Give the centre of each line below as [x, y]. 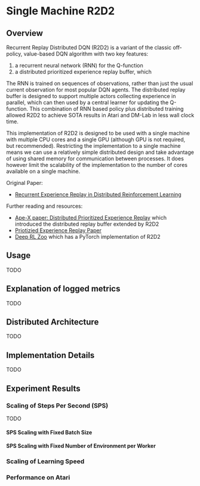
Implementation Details [50, 355]
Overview [25, 33]
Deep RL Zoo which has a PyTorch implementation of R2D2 [87, 237]
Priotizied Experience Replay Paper [58, 230]
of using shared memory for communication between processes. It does [95, 159]
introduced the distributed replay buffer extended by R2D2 [87, 224]
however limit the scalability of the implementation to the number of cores [97, 165]
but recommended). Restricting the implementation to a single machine [93, 146]
